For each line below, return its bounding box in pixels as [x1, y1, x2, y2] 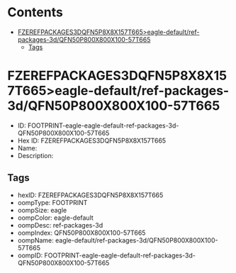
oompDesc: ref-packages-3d [17, 221, 103, 229]
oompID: [17, 251, 43, 260]
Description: [17, 151, 54, 160]
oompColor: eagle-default [17, 213, 94, 222]
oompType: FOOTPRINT [17, 198, 88, 206]
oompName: [17, 235, 55, 245]
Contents [7, 4, 64, 21]
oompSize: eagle [17, 206, 67, 214]
